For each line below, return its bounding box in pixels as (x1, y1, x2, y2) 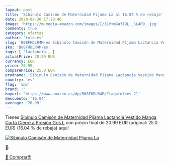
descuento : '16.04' (5, 96, 46, 101)
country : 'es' (5, 77, 35, 82)
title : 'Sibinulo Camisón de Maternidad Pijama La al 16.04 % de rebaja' (5, 12, 163, 17)
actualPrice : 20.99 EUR (5, 54, 55, 59)
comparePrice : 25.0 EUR (5, 68, 55, 73)
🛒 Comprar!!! (5, 154, 32, 160)
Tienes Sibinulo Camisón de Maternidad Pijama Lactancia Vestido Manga (5, 114, 157, 120)
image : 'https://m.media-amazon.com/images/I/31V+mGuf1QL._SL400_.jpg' (5, 21, 158, 27)
